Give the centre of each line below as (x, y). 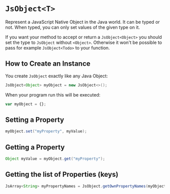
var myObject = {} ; (26, 104)
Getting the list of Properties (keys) (62, 175)
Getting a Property (35, 147)
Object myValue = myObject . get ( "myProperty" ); (55, 159)
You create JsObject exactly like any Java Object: (56, 76)
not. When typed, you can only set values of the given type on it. (73, 27)
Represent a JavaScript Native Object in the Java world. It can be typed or (83, 22)
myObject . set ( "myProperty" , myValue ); (46, 131)
